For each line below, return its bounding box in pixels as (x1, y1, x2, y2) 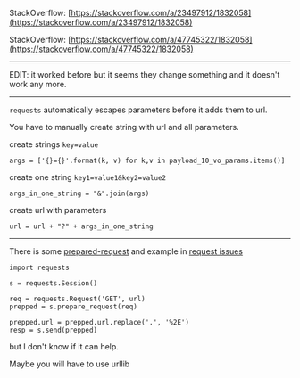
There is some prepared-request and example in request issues (9, 246, 244, 257)
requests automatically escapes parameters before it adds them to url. (9, 104, 268, 115)
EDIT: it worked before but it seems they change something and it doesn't (9, 70, 280, 79)
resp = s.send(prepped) (9, 325, 98, 334)
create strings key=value (9, 139, 99, 150)
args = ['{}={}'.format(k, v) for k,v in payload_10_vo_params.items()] (9, 156, 286, 165)
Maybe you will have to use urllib (9, 358, 130, 369)
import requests (9, 263, 70, 272)
